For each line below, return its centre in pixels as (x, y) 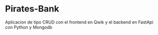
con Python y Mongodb (29, 27)
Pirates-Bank (32, 9)
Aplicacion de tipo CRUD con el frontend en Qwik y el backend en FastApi (79, 22)
